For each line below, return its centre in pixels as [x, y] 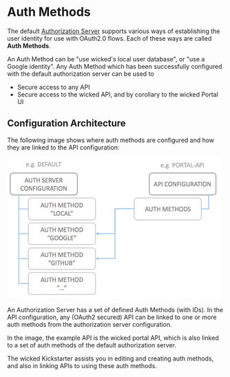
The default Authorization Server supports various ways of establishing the [114, 31]
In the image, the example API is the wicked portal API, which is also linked [113, 338]
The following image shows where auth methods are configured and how [111, 140]
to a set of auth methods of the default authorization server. [92, 345]
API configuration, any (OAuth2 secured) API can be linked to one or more [112, 317]
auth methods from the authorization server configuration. [90, 324]
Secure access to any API [53, 87]
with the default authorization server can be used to [81, 74]
